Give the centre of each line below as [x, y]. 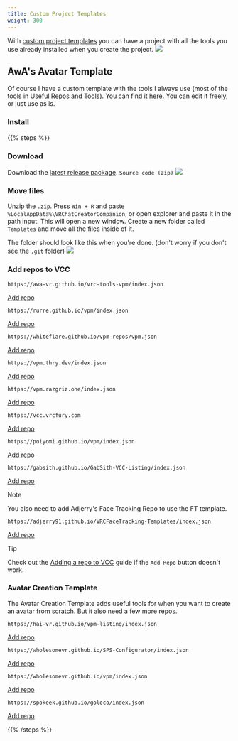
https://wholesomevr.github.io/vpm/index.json [77, 676]
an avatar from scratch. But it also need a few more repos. [92, 611]
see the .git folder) [36, 251]
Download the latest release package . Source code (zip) [91, 172]
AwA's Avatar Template [60, 71]
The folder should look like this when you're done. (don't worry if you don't [117, 243]
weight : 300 [25, 21]
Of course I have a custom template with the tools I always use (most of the [118, 89]
